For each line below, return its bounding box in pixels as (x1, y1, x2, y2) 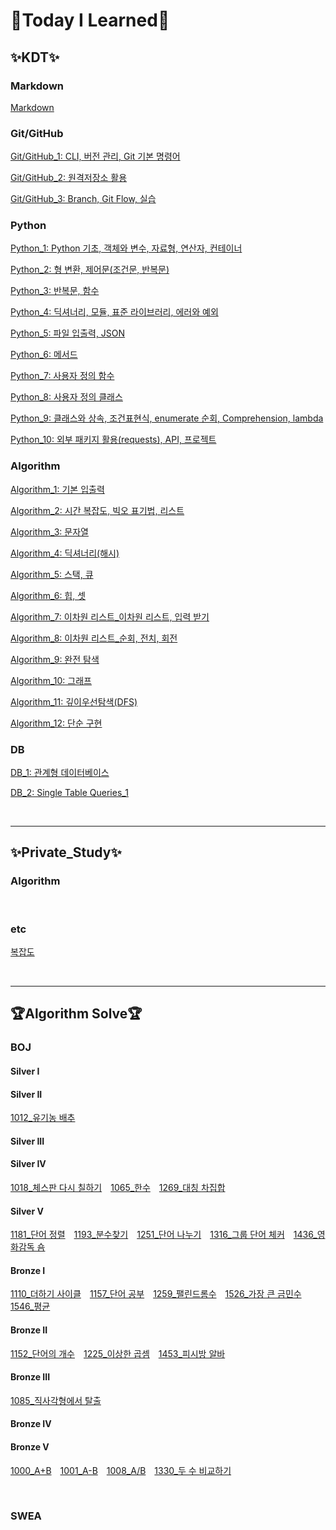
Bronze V (10, 1440, 50, 1453)
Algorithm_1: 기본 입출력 (10, 483, 105, 495)
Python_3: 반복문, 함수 (10, 285, 100, 297)
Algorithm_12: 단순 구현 (10, 717, 103, 729)
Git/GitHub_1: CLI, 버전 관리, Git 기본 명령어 (10, 150, 181, 163)
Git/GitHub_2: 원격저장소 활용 (10, 172, 128, 184)
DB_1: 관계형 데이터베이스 (10, 767, 110, 779)
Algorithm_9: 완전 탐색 (10, 653, 100, 665)
